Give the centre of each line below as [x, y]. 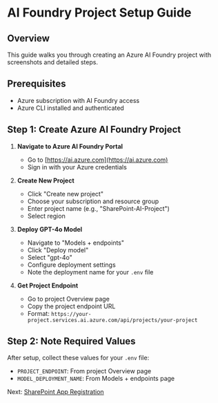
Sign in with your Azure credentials [77, 167]
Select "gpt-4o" [50, 257]
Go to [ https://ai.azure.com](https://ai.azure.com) [98, 160]
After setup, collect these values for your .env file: [78, 358]
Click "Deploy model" [58, 250]
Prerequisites [37, 84]
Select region [46, 216]
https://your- [71, 314]
